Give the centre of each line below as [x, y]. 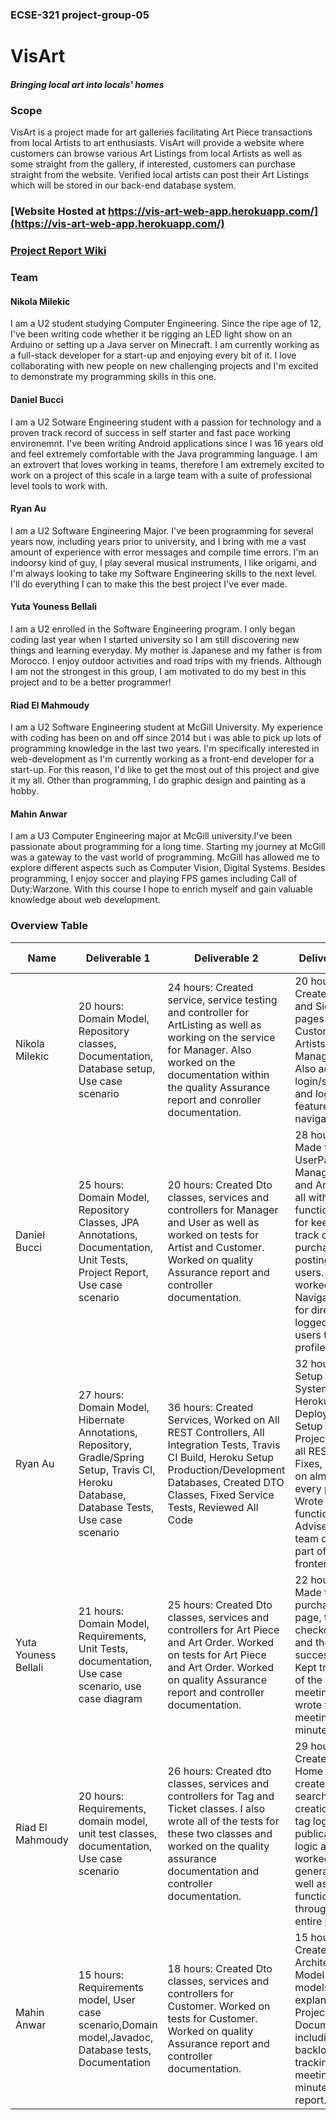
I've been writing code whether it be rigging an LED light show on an [151, 334]
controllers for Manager [223, 1210]
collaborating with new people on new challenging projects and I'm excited [164, 366]
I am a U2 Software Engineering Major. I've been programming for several [162, 530]
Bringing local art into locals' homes [87, 84]
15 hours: [101, 1975]
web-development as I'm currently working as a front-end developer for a [162, 759]
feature [312, 1106]
